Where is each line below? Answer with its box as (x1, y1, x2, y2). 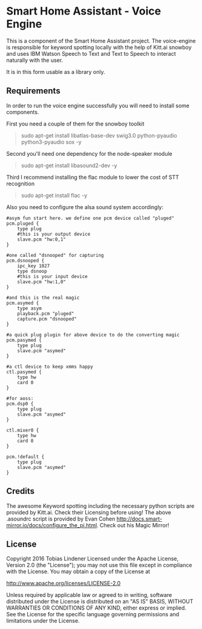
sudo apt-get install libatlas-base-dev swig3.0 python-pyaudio (21, 131, 177, 139)
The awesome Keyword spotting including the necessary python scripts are (6, 502, 195, 510)
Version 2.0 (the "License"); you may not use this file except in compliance (6, 562, 192, 569)
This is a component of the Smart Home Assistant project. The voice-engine (6, 37, 197, 44)
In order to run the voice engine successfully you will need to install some (6, 102, 189, 109)
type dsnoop (17, 268, 47, 274)
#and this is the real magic (6, 295, 80, 301)
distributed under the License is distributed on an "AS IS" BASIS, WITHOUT (6, 598, 194, 605)
